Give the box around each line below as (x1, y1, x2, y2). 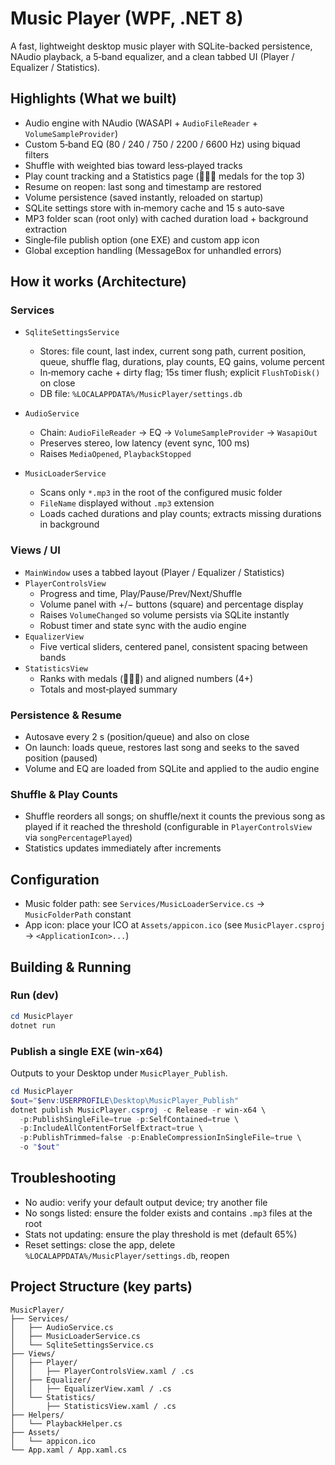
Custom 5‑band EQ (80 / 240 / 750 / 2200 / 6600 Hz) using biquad (24, 138, 301, 150)
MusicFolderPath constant (24, 908, 132, 921)
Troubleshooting (10, 1170, 117, 1187)
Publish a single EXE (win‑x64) (10, 1044, 164, 1058)
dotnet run (10, 1020, 56, 1031)
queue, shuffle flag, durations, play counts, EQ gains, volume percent (39, 356, 325, 368)
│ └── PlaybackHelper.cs (10, 1418, 123, 1429)
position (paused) (24, 752, 98, 764)
